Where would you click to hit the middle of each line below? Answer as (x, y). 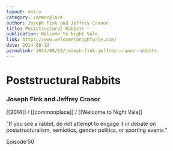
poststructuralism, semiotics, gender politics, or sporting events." (87, 130)
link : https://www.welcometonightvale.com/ (62, 40)
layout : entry (24, 12)
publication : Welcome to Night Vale (52, 34)
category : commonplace (35, 17)
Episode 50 (20, 142)
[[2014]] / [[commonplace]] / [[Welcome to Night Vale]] (74, 112)
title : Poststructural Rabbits (45, 28)
